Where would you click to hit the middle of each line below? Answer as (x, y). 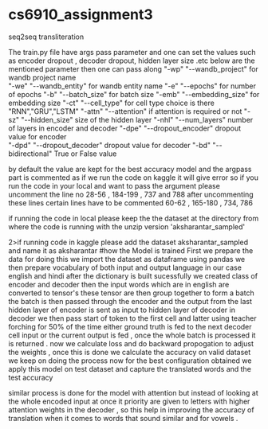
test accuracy (31, 377)
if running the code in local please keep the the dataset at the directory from (134, 218)
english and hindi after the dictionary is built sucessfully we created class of (133, 275)
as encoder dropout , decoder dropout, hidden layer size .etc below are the (132, 60)
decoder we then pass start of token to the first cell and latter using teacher (132, 318)
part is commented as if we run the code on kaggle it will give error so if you (134, 177)
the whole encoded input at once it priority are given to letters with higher (129, 401)
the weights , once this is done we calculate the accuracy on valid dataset (130, 352)
